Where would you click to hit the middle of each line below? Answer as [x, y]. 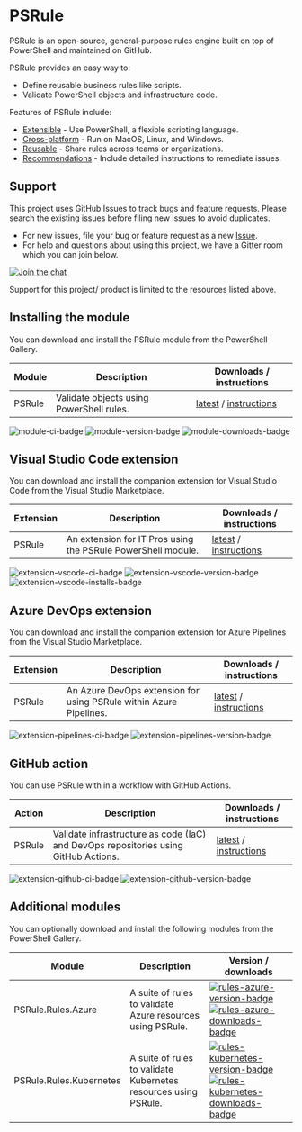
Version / [249, 960]
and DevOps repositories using [118, 845]
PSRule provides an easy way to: [70, 68]
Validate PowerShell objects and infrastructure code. [120, 95]
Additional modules [65, 907]
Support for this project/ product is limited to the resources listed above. [143, 289]
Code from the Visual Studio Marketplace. [87, 491]
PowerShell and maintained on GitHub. [81, 50]
